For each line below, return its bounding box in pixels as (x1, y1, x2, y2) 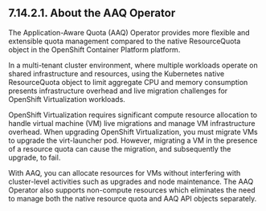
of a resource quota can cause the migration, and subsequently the (8, 144, 231, 153)
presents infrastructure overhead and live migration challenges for (8, 86, 228, 95)
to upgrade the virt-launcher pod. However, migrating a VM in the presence (8, 136, 258, 145)
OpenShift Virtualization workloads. (8, 94, 126, 103)
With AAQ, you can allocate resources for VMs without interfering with (8, 168, 241, 177)
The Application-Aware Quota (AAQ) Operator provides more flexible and (8, 27, 251, 37)
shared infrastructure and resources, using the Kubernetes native (8, 68, 225, 79)
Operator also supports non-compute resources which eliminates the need (8, 185, 256, 195)
